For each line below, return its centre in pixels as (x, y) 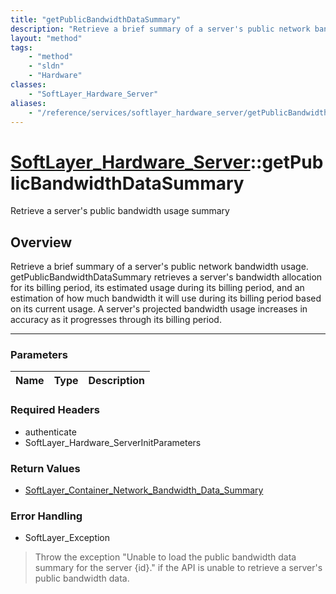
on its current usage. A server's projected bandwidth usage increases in (159, 309)
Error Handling (46, 516)
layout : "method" (46, 38)
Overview (41, 242)
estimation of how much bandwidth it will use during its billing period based (166, 298)
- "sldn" (46, 66)
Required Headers (55, 410)
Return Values (45, 468)
